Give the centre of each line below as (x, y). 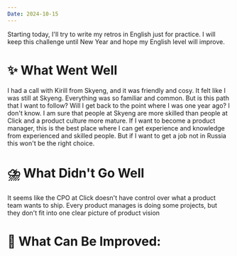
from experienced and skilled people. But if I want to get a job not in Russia (117, 135)
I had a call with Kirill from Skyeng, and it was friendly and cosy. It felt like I (116, 90)
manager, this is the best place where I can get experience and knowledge (116, 128)
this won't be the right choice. (51, 143)
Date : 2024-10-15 (33, 14)
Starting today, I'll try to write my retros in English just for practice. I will (111, 34)
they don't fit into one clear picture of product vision (84, 213)
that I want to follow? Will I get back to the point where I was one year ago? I (119, 105)
